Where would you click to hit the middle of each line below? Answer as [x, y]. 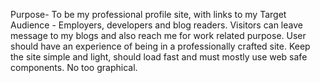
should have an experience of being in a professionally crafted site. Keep [160, 46]
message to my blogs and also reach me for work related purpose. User [158, 35]
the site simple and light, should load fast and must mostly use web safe [159, 57]
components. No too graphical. [74, 67]
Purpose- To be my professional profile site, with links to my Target [148, 14]
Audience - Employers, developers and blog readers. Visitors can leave [156, 25]
